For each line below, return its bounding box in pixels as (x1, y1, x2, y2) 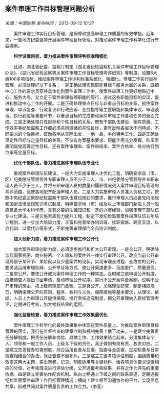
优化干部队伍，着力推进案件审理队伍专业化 (14, 160, 99, 166)
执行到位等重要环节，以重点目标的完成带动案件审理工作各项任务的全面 (13, 113, 155, 119)
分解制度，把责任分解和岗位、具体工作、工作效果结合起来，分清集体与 (9, 335, 150, 341)
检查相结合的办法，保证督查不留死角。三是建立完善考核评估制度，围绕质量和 (5, 353, 159, 359)
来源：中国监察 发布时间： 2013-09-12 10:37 (5, 20, 94, 26)
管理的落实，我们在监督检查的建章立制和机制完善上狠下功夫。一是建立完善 (5, 328, 155, 334)
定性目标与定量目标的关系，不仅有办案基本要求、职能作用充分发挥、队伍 (9, 137, 155, 143)
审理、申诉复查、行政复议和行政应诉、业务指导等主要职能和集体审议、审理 (5, 107, 155, 113)
